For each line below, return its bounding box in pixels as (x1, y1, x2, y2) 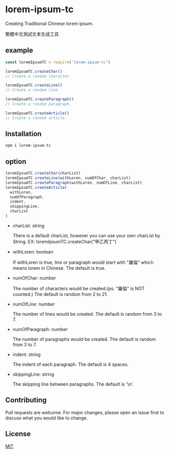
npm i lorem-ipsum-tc (5, 143, 51, 148)
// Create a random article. (5, 115, 67, 120)
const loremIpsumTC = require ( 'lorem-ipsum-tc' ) (5, 60, 110, 65)
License (5, 430, 31, 438)
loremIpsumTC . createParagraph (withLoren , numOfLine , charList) (5, 180, 143, 185)
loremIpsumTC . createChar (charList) (5, 171, 81, 176)
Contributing (5, 396, 47, 405)
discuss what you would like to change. (5, 415, 88, 421)
